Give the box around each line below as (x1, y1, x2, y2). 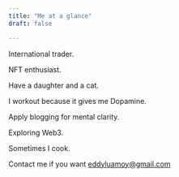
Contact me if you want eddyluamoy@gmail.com (8, 159, 171, 169)
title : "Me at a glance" (8, 11, 92, 20)
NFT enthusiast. (8, 64, 62, 74)
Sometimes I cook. (8, 143, 70, 153)
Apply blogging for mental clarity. (8, 111, 120, 122)
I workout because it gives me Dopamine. (8, 96, 147, 106)
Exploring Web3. (8, 127, 64, 137)
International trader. (8, 49, 75, 58)
